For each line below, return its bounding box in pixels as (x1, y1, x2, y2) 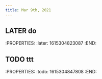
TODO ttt (5, 55, 34, 64)
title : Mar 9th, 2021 (5, 7, 52, 13)
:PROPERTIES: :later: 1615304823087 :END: (5, 40, 97, 46)
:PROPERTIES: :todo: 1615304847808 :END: (5, 69, 97, 75)
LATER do (5, 27, 37, 35)
